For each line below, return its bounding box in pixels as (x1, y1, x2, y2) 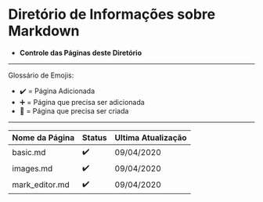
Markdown (8, 22, 80, 40)
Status (81, 132, 107, 142)
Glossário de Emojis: (8, 70, 74, 80)
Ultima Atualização (114, 132, 187, 142)
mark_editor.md (12, 179, 70, 190)
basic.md (12, 147, 46, 158)
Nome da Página (12, 132, 75, 142)
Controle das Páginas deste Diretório (19, 48, 142, 57)
